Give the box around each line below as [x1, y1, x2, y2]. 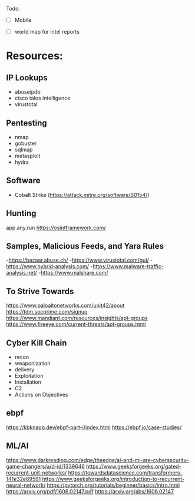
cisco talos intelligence [14, 94, 71, 102]
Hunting [6, 209, 37, 219]
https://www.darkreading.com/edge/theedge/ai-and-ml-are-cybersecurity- [6, 456, 189, 463]
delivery [14, 366, 35, 373]
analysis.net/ [6, 269, 37, 276]
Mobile [14, 17, 32, 23]
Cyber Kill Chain [6, 338, 67, 348]
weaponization [14, 360, 51, 367]
